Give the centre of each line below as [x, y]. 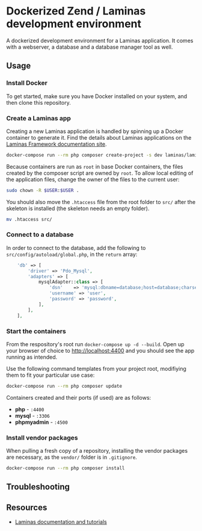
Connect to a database [40, 235]
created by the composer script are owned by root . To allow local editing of [100, 173]
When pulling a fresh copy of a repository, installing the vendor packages [97, 451]
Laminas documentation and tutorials [61, 522]
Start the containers [36, 331]
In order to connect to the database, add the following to [76, 247]
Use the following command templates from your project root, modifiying [96, 368]
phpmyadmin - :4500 [41, 422]
